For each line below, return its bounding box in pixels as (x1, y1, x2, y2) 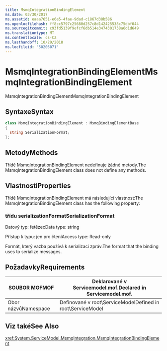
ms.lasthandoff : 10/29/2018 (5, 40, 64, 45)
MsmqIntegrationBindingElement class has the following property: (5, 200, 140, 206)
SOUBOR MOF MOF (8, 284, 54, 291)
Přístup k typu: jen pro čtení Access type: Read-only (5, 233, 111, 240)
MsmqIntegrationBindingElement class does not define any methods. (5, 167, 147, 173)
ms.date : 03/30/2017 (5, 12, 48, 17)
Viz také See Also (5, 322, 59, 330)
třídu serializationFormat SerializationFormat (5, 213, 115, 220)
